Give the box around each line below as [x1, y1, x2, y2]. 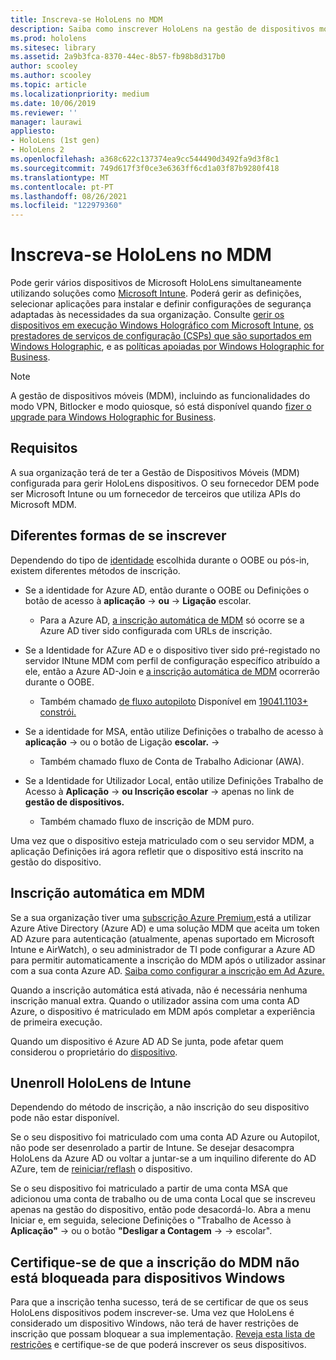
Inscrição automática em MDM [10, 885, 206, 902]
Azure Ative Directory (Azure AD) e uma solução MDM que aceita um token [10, 922, 320, 934]
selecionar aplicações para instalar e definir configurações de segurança [10, 298, 312, 310]
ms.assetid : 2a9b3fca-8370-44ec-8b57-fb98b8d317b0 [10, 52, 226, 62]
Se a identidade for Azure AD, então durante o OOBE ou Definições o [24, 584, 310, 596]
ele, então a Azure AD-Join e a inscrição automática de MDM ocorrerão [24, 665, 321, 677]
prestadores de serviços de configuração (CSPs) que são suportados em [10, 330, 312, 342]
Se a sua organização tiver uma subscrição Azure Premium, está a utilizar [10, 911, 312, 923]
